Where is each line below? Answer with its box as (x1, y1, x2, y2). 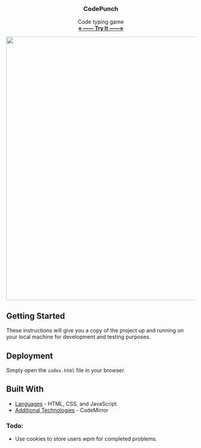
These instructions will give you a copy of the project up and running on (6, 327, 184, 334)
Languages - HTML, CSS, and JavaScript (14, 400, 117, 407)
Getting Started (6, 311, 65, 321)
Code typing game (77, 18, 124, 25)
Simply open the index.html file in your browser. (6, 366, 125, 374)
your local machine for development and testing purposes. (6, 333, 151, 341)
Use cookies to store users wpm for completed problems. (14, 435, 157, 443)
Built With (6, 384, 44, 394)
